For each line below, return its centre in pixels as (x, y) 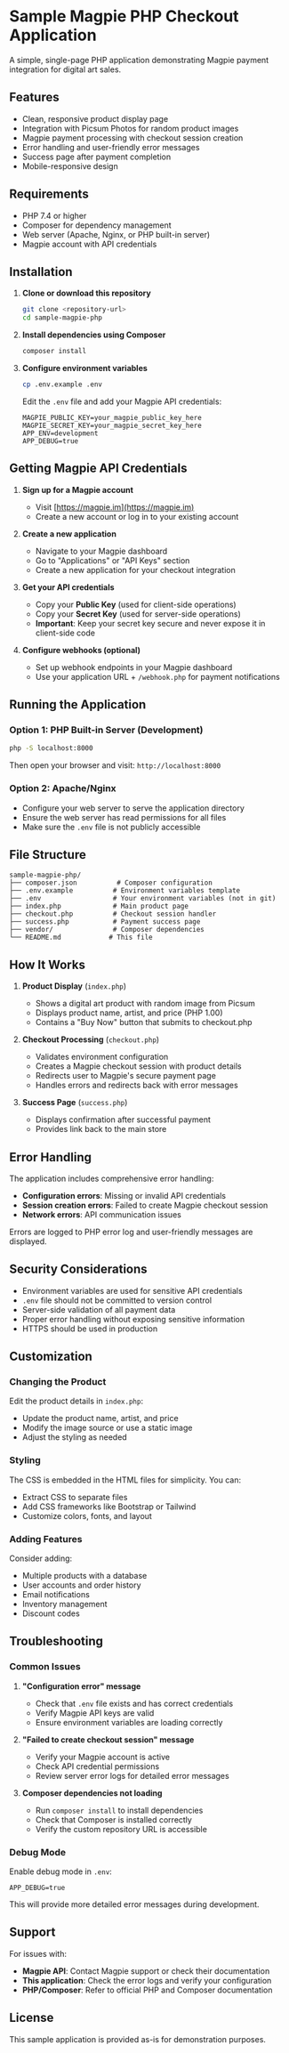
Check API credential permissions (97, 1766)
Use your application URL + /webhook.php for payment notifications (157, 676)
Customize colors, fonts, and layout (87, 1516)
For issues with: (38, 1953)
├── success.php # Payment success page (105, 922)
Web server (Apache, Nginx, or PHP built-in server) (116, 234)
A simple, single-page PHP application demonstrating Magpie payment (139, 60)
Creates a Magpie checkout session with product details (138, 1066)
